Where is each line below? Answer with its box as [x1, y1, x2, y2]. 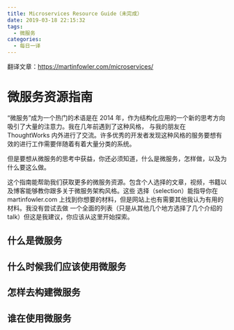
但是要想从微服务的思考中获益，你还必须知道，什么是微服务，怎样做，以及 [7, 154, 221, 163]
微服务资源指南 [7, 90, 93, 105]
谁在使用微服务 [7, 312, 72, 324]
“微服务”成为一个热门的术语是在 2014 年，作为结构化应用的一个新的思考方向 [7, 113, 226, 122]
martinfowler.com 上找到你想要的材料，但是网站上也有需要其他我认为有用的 [7, 195, 224, 204]
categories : [7, 36, 42, 43]
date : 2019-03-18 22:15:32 [7, 17, 86, 24]
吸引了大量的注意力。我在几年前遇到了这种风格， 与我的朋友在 [7, 122, 186, 131]
